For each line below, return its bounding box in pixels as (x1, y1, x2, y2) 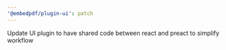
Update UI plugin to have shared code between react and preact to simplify (7, 29, 220, 37)
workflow (7, 36, 34, 45)
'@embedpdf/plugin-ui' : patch (7, 10, 94, 17)
